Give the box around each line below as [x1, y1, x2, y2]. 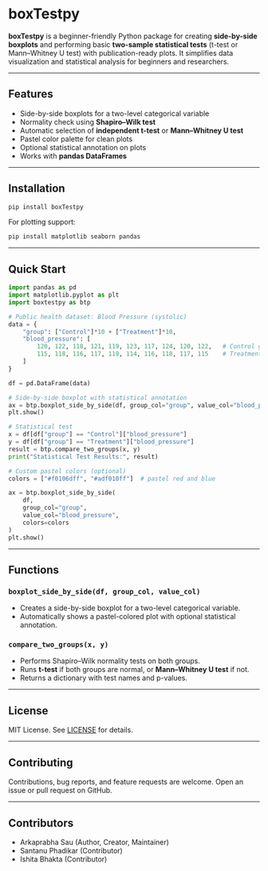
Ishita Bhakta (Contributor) [19, 854, 108, 864]
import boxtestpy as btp [8, 298, 91, 306]
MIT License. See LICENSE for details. [8, 725, 133, 735]
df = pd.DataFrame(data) [8, 379, 91, 388]
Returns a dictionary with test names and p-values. [19, 673, 187, 683]
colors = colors [22, 519, 69, 527]
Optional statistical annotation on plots [19, 142, 147, 152]
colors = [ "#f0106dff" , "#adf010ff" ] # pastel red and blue [8, 475, 216, 483]
